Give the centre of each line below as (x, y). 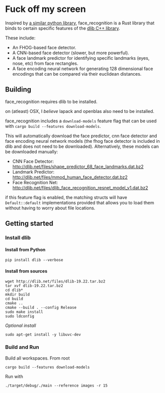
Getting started (29, 224)
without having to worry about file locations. (50, 208)
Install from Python (25, 249)
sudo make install (24, 312)
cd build (14, 299)
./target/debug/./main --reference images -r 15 (56, 386)
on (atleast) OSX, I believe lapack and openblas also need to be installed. (80, 111)
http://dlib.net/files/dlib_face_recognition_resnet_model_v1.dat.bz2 (80, 188)
